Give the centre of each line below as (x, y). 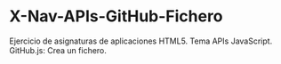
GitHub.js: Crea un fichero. (58, 50)
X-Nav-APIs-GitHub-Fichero (116, 16)
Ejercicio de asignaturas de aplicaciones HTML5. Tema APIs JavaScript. (141, 41)
